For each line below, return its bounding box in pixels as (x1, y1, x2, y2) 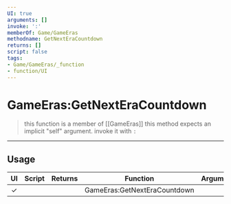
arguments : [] (7, 16, 48, 23)
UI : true (7, 10, 32, 17)
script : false (7, 49, 48, 56)
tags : (7, 55, 23, 62)
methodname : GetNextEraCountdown (7, 36, 103, 43)
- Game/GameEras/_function (7, 61, 85, 68)
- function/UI (7, 67, 48, 74)
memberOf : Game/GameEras (7, 29, 78, 36)
